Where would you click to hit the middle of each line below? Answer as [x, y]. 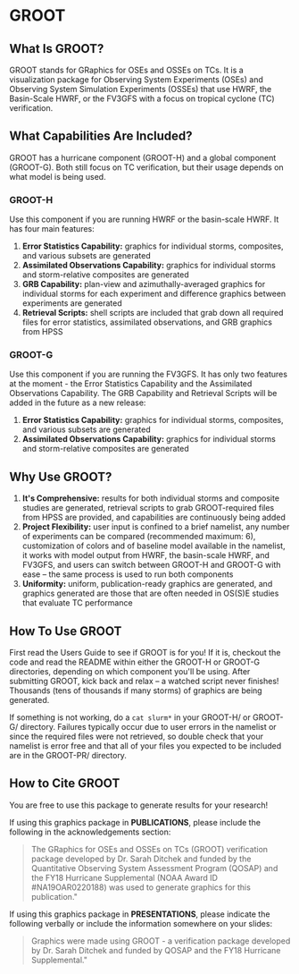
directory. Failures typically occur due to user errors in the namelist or [148, 727]
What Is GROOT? [57, 49]
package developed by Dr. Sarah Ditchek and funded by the [141, 859]
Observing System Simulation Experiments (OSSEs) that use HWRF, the [141, 89]
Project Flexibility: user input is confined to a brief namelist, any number [156, 527]
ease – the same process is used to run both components [128, 574]
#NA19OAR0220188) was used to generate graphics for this [141, 887]
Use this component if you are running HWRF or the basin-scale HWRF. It [144, 219]
